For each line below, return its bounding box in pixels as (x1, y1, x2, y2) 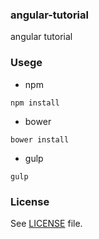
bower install (10, 134, 70, 145)
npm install (10, 98, 60, 108)
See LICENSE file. (10, 217, 83, 229)
